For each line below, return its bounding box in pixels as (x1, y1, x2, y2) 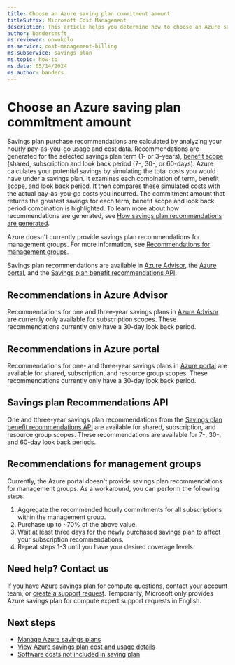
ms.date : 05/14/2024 (7, 62, 68, 69)
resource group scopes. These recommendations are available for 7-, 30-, (7, 430, 222, 438)
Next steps (7, 617, 56, 629)
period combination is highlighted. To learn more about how (7, 204, 180, 213)
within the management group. (17, 513, 106, 521)
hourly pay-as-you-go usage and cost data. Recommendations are (7, 145, 199, 153)
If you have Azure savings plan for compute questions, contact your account (7, 582, 228, 590)
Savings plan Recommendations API (7, 397, 169, 409)
